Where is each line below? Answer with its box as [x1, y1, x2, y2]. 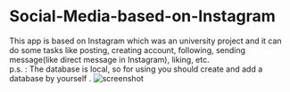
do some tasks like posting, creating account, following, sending [9, 44, 246, 55]
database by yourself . [9, 73, 92, 83]
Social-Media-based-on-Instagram [9, 6, 276, 27]
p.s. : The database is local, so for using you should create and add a [9, 64, 263, 74]
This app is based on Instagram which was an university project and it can [9, 35, 283, 46]
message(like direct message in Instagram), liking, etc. [9, 54, 210, 65]
